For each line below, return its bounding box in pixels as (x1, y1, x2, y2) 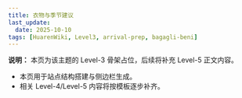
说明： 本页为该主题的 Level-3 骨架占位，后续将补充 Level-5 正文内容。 (8, 55, 239, 65)
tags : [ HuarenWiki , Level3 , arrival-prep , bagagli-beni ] (8, 33, 198, 41)
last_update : (8, 19, 51, 26)
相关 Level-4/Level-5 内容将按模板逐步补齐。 (19, 82, 164, 91)
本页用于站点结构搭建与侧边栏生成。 (19, 72, 137, 82)
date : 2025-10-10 (15, 26, 72, 33)
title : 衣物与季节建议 (8, 11, 74, 19)
